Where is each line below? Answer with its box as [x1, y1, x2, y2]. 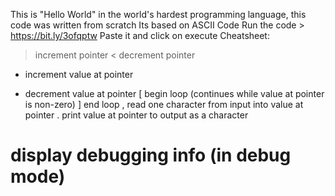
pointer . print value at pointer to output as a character [24, 109, 249, 121]
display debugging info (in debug [10, 144, 292, 167]
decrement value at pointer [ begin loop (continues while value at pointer [24, 88, 325, 99]
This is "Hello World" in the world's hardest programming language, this [10, 9, 307, 20]
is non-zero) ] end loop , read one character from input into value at [24, 99, 304, 110]
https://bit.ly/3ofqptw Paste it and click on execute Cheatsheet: [10, 30, 270, 41]
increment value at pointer [24, 69, 134, 80]
